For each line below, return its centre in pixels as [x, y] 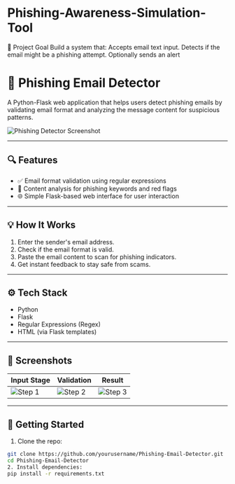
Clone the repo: [40, 441]
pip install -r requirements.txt [56, 473]
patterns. [20, 117]
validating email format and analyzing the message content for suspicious [114, 109]
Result [113, 380]
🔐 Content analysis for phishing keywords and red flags [97, 188]
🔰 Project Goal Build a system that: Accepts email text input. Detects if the [114, 47]
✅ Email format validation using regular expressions [92, 181]
